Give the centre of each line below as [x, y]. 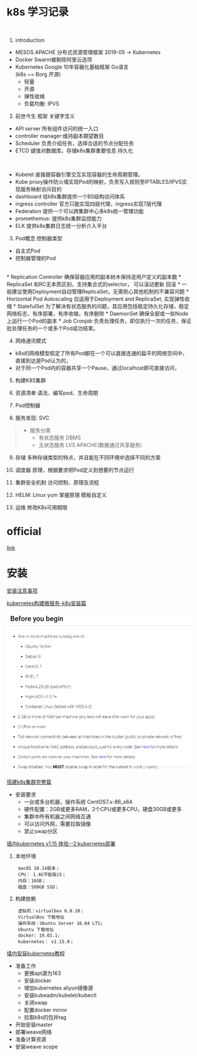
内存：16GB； [32, 881]
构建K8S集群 [30, 380]
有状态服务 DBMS [60, 438]
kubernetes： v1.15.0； [46, 942]
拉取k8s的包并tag [45, 1017]
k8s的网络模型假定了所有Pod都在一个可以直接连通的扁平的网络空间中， [101, 353]
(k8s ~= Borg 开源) [38, 74]
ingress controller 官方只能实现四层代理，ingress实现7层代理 [88, 204]
